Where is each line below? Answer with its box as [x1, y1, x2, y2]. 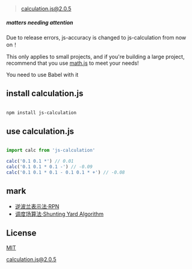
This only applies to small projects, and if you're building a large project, [6, 53, 185, 60]
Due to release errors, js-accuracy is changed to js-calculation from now [6, 34, 187, 41]
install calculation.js [6, 88, 84, 98]
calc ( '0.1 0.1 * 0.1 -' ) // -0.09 [6, 164, 93, 170]
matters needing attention [6, 19, 73, 26]
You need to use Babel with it [6, 71, 79, 78]
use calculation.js [6, 126, 74, 137]
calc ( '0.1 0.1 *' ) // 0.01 [6, 159, 74, 165]
